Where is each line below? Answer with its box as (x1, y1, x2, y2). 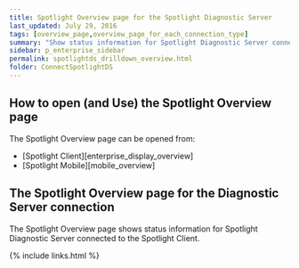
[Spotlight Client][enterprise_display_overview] (21, 150, 194, 161)
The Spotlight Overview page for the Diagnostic (9, 186, 279, 201)
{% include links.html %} (9, 250, 100, 261)
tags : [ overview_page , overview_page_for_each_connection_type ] (9, 29, 249, 38)
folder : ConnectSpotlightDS (9, 63, 114, 72)
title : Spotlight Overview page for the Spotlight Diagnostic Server (9, 12, 273, 22)
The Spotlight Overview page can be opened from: (9, 133, 196, 143)
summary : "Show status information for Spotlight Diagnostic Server (9, 37, 269, 47)
